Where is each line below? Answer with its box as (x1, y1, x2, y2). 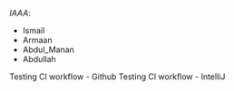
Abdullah (22, 54, 56, 64)
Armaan (22, 35, 53, 45)
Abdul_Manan (22, 44, 75, 55)
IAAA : (9, 8, 32, 18)
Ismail (22, 25, 45, 35)
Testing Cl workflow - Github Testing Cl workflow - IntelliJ (9, 71, 226, 82)
